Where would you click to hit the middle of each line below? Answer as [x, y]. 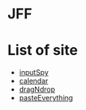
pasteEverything [46, 98]
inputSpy [34, 73]
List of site [43, 51]
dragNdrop [37, 89]
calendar [33, 81]
